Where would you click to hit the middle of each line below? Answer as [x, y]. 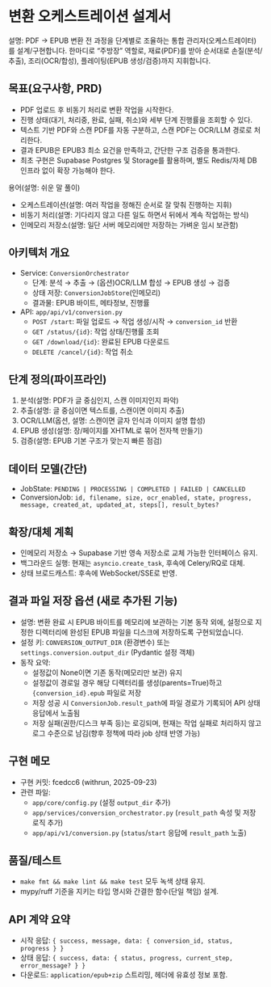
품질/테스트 [35, 860]
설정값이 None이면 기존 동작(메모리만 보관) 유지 [107, 673]
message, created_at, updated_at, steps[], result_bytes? [119, 505]
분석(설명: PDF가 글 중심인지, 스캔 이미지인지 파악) [99, 400]
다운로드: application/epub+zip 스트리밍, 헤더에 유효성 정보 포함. [124, 975]
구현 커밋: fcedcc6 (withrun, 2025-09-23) [88, 782]
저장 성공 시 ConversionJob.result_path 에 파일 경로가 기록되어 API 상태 [146, 702]
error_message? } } [53, 966]
